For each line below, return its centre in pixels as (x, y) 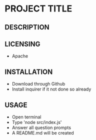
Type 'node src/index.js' (37, 122)
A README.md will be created (43, 133)
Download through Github (38, 84)
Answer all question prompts (41, 127)
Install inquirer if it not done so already (51, 89)
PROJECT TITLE (38, 9)
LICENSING (22, 44)
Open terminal (26, 117)
